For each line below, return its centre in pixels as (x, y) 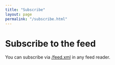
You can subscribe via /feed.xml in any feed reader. (58, 57)
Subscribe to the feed (51, 43)
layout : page (19, 14)
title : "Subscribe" (25, 10)
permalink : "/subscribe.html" (36, 19)
